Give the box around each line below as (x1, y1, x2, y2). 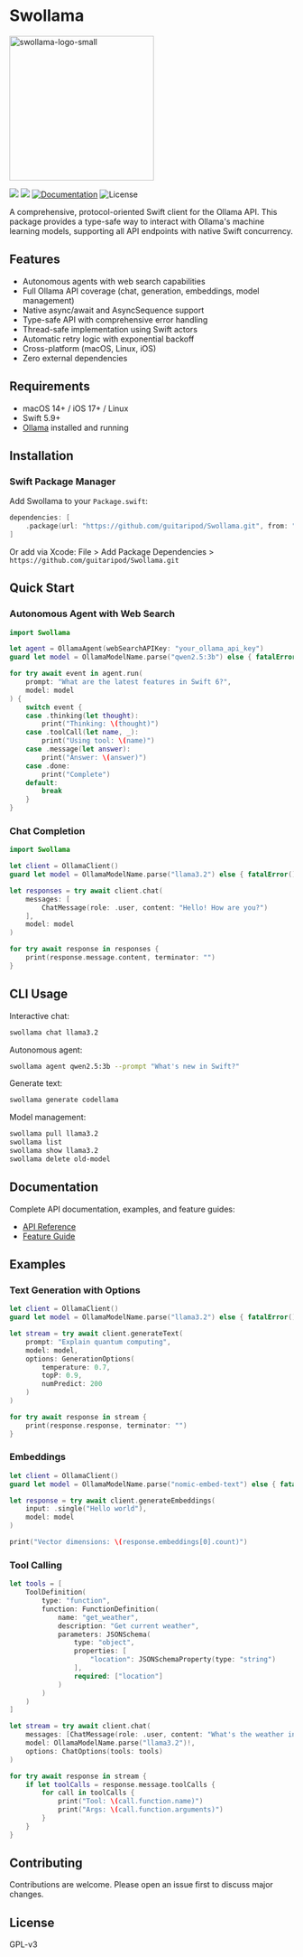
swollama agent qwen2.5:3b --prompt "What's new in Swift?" (9, 1062, 241, 1071)
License (9, 1915, 55, 1930)
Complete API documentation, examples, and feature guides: (9, 1203, 235, 1214)
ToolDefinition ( (25, 1587, 87, 1597)
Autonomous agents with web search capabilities (22, 276, 206, 286)
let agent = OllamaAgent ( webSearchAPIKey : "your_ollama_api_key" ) (9, 644, 264, 653)
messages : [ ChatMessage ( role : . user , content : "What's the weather (25, 1730, 284, 1739)
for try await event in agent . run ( (9, 669, 143, 679)
